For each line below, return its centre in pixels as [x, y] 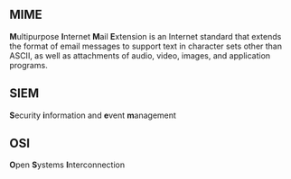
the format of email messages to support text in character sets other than [146, 46]
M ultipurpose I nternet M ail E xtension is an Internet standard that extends [145, 36]
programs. [28, 65]
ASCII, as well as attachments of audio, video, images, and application [140, 55]
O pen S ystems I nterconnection [67, 165]
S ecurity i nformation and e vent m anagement [93, 115]
